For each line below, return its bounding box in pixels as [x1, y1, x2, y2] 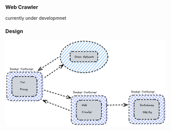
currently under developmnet [5, 15, 67, 21]
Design [5, 28, 23, 35]
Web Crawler [5, 4, 38, 11]
